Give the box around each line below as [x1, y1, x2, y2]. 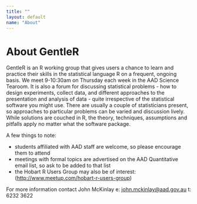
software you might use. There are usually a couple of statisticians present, [6, 102, 189, 109]
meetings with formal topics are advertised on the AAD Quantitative [14, 156, 178, 163]
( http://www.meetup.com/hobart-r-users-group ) [14, 175, 132, 182]
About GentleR [6, 45, 79, 58]
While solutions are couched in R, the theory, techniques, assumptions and [6, 114, 187, 121]
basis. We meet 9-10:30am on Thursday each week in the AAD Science [6, 77, 179, 84]
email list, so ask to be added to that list [14, 162, 111, 169]
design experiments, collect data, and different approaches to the [6, 89, 165, 96]
